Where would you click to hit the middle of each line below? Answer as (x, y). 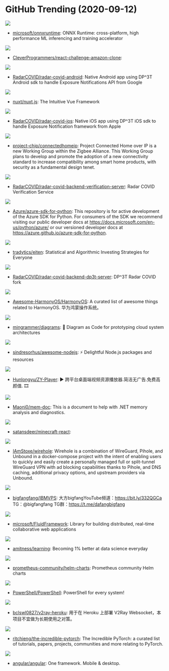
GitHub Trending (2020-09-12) (71, 9)
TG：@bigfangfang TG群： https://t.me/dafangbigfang (69, 504)
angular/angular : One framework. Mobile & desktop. (66, 663)
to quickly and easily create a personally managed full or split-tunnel (84, 462)
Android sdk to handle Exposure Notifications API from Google (77, 82)
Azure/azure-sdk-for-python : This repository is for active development (86, 211)
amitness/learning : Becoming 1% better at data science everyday (80, 548)
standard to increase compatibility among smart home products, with (84, 162)
